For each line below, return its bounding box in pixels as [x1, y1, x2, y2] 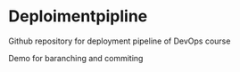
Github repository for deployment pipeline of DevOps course [8, 36, 231, 46]
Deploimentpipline [8, 6, 148, 27]
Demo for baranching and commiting [8, 52, 144, 63]
